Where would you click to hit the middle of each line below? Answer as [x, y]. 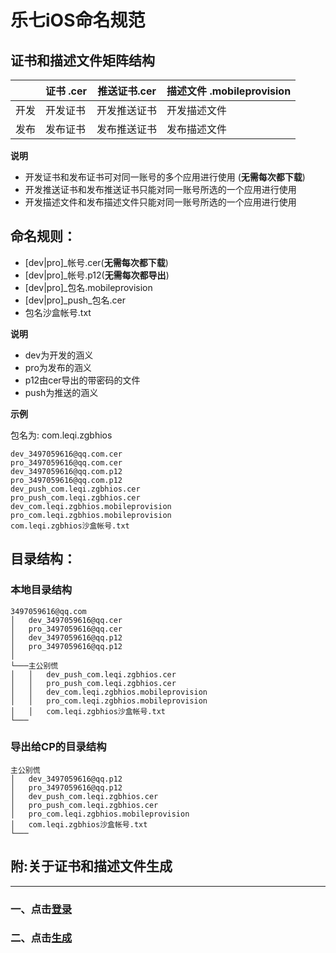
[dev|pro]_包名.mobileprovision [88, 287]
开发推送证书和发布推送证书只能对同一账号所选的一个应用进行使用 [160, 189]
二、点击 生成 [41, 938]
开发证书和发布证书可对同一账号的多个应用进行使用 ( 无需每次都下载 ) [165, 177]
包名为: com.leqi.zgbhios [61, 435]
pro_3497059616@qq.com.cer [66, 462]
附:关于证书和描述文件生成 [91, 866]
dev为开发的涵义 [59, 355]
